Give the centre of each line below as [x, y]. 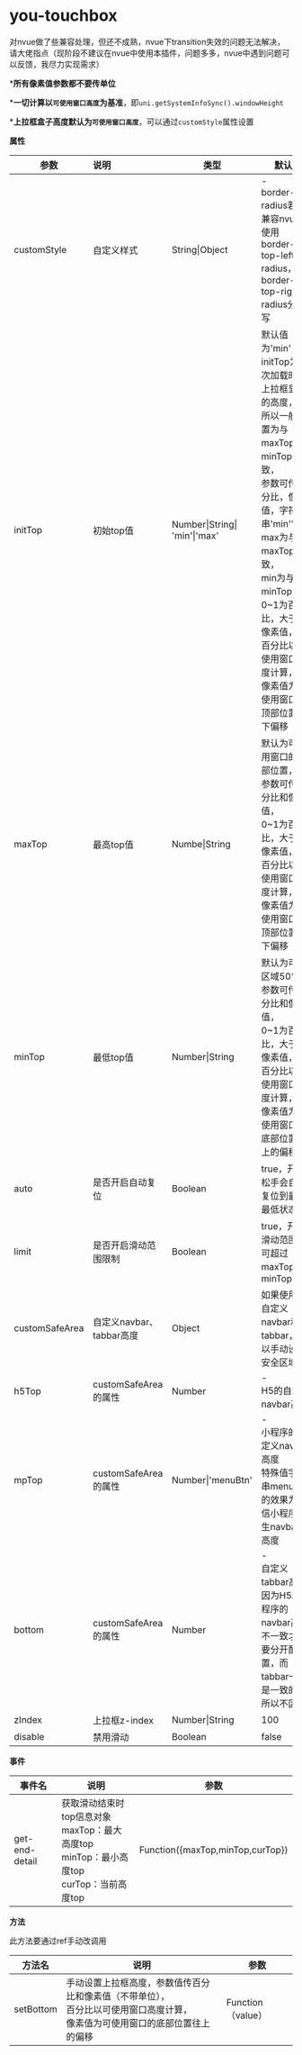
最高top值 [113, 845]
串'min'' [278, 523]
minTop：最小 [90, 1857]
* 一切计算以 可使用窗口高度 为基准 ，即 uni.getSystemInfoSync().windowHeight [147, 102]
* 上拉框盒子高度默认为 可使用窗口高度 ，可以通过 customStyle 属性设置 [132, 122]
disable [29, 1736]
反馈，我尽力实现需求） [60, 64]
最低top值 [113, 1057]
